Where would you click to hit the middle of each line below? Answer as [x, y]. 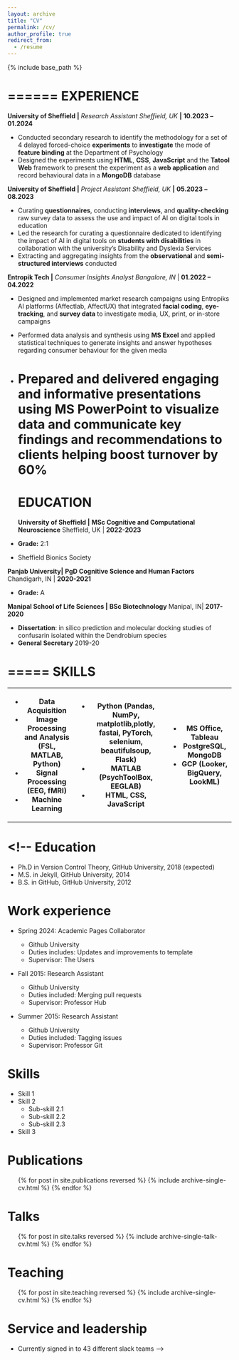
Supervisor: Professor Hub [67, 1002]
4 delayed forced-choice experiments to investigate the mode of [114, 145]
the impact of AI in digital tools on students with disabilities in [109, 240]
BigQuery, [205, 773]
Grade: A [31, 593]
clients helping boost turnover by [118, 455]
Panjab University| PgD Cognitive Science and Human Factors [101, 572]
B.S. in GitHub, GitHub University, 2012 [74, 882]
